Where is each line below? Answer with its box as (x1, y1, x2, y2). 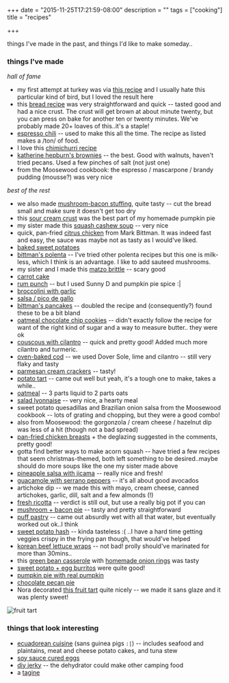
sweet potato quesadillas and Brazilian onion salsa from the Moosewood (16, 404, 221, 412)
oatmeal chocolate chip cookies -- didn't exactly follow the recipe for (16, 316, 212, 324)
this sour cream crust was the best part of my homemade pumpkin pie (16, 214, 215, 222)
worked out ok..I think (16, 520, 79, 529)
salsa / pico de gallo (16, 294, 74, 302)
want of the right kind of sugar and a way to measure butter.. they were (16, 324, 218, 332)
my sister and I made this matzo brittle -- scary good (16, 265, 166, 274)
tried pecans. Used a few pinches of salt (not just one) (16, 158, 171, 167)
